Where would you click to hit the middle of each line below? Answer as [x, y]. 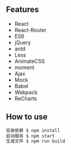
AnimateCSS [30, 61]
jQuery [22, 42]
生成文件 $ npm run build [36, 141]
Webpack [26, 92]
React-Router [30, 30]
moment [24, 67]
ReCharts [26, 98]
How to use [27, 117]
